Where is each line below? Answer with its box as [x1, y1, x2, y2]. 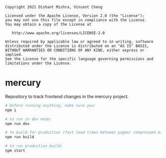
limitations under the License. [5, 61, 72, 66]
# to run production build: [5, 144, 63, 149]
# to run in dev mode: [5, 117, 52, 121]
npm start [5, 148, 26, 153]
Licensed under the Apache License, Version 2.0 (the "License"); [5, 13, 145, 18]
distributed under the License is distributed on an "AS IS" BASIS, [5, 43, 149, 48]
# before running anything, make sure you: [5, 103, 96, 108]
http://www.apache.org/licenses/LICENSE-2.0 [11, 31, 105, 36]
